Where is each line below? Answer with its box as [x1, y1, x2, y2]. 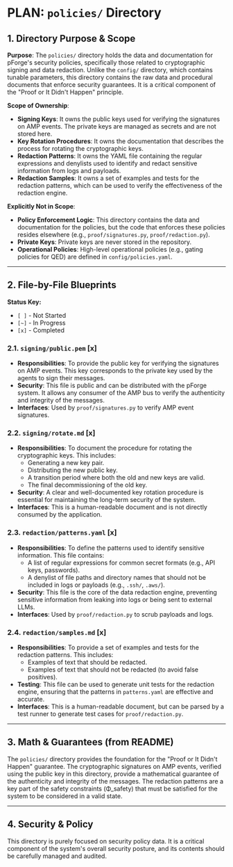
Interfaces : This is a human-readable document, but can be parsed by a [17, 702, 224, 711]
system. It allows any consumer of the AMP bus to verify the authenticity [17, 389, 225, 397]
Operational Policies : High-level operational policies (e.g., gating [17, 245, 203, 253]
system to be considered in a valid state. [7, 791, 123, 800]
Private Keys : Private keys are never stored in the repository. [17, 238, 192, 246]
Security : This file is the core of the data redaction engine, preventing [17, 588, 217, 596]
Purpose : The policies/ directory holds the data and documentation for [7, 51, 214, 59]
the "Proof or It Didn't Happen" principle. [7, 88, 123, 96]
